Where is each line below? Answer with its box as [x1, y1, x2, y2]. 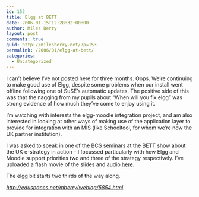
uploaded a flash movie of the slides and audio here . [6, 161, 135, 168]
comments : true [6, 36, 44, 42]
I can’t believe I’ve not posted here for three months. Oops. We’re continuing [6, 75, 193, 82]
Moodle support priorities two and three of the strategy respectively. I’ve [6, 154, 184, 161]
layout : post [6, 31, 39, 37]
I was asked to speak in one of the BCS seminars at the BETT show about [6, 142, 186, 149]
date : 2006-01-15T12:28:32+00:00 [6, 20, 89, 26]
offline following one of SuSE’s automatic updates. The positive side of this [6, 87, 189, 94]
